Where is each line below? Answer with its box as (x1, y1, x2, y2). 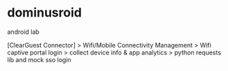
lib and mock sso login (7, 55, 71, 63)
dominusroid (7, 5, 82, 21)
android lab (7, 28, 40, 36)
